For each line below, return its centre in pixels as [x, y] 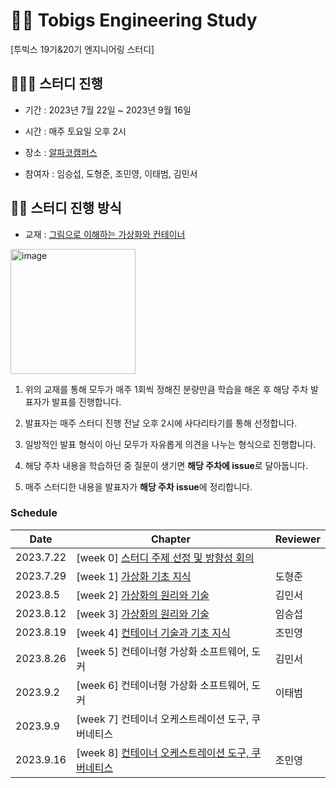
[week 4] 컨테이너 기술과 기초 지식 [153, 632]
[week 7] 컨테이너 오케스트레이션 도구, [163, 719]
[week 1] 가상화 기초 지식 [134, 576]
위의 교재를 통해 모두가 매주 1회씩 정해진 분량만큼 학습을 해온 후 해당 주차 [166, 389]
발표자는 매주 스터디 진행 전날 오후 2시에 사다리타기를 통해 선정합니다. [161, 423]
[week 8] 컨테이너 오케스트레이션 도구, [163, 752]
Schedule [34, 513]
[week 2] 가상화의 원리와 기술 [143, 595]
